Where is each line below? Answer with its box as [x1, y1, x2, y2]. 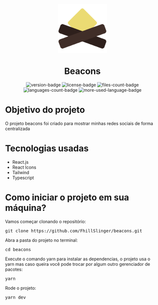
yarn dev [5, 294, 26, 300]
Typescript [12, 175, 34, 180]
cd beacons [5, 247, 31, 252]
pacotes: [5, 266, 23, 272]
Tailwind [12, 169, 29, 175]
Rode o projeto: [5, 285, 36, 291]
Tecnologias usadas [5, 143, 89, 154]
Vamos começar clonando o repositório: [5, 218, 86, 224]
